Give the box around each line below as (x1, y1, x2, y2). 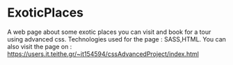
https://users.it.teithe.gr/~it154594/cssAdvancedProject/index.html (7, 50, 200, 58)
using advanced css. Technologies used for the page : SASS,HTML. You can (7, 35, 226, 43)
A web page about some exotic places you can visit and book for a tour (7, 28, 211, 36)
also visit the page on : (7, 42, 72, 50)
